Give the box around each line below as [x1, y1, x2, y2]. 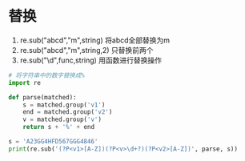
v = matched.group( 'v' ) [22, 115, 102, 124]
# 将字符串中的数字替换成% [8, 71, 86, 79]
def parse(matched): [8, 93, 78, 101]
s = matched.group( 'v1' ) [22, 101, 106, 109]
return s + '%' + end [22, 123, 94, 131]
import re [8, 78, 42, 87]
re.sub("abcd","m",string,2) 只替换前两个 [19, 45, 154, 54]
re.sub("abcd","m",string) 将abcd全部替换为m [19, 35, 171, 45]
